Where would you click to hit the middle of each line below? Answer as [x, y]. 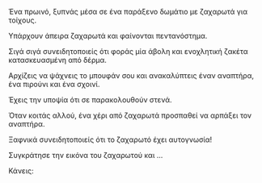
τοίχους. [23, 20]
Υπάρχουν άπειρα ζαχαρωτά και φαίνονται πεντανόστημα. [108, 36]
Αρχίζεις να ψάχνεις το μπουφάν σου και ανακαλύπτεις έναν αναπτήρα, [131, 75]
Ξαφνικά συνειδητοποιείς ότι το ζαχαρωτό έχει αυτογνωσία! [110, 139]
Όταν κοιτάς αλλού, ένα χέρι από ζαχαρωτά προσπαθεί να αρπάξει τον [130, 115]
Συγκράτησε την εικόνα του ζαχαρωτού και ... [86, 155]
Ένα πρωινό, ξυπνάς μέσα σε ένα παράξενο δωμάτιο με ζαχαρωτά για [128, 12]
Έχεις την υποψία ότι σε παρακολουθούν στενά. [90, 100]
